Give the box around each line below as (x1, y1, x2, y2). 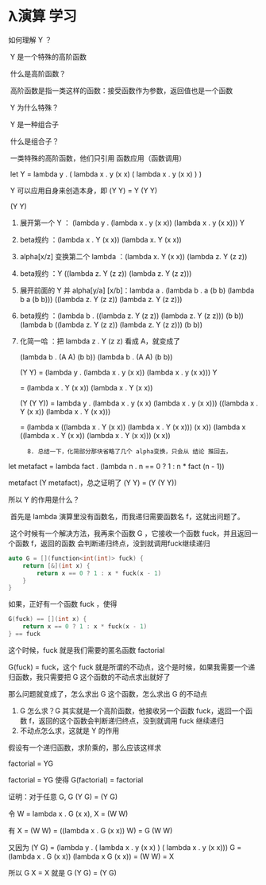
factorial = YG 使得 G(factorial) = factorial (8, 774, 144, 784)
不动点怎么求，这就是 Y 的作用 (19, 725, 120, 736)
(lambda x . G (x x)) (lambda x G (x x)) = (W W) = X (8, 852, 175, 861)
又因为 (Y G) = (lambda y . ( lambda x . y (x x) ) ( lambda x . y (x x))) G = (8, 842, 242, 852)
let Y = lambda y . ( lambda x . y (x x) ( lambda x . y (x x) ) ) (10, 169, 202, 179)
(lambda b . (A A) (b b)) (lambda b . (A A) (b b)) (19, 351, 173, 362)
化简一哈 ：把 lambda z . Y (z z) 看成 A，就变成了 (19, 336, 181, 346)
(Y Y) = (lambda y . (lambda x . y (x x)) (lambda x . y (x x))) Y (19, 367, 218, 377)
